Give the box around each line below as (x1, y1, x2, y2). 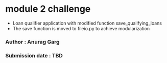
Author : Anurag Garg (5, 38, 60, 45)
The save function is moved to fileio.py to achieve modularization (12, 25, 150, 31)
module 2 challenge (5, 3, 91, 15)
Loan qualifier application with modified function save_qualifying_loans (12, 20, 162, 26)
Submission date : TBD (5, 52, 63, 59)
